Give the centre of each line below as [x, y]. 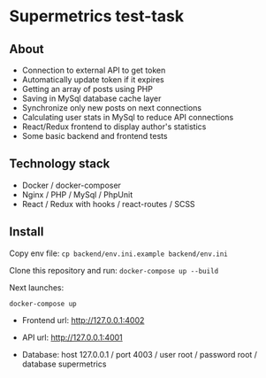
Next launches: [37, 287]
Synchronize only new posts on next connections [111, 108]
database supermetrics [64, 364]
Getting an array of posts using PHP [87, 89]
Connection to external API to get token [94, 70]
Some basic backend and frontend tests [95, 136]
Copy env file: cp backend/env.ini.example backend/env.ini [118, 253]
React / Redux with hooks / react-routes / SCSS [109, 204]
